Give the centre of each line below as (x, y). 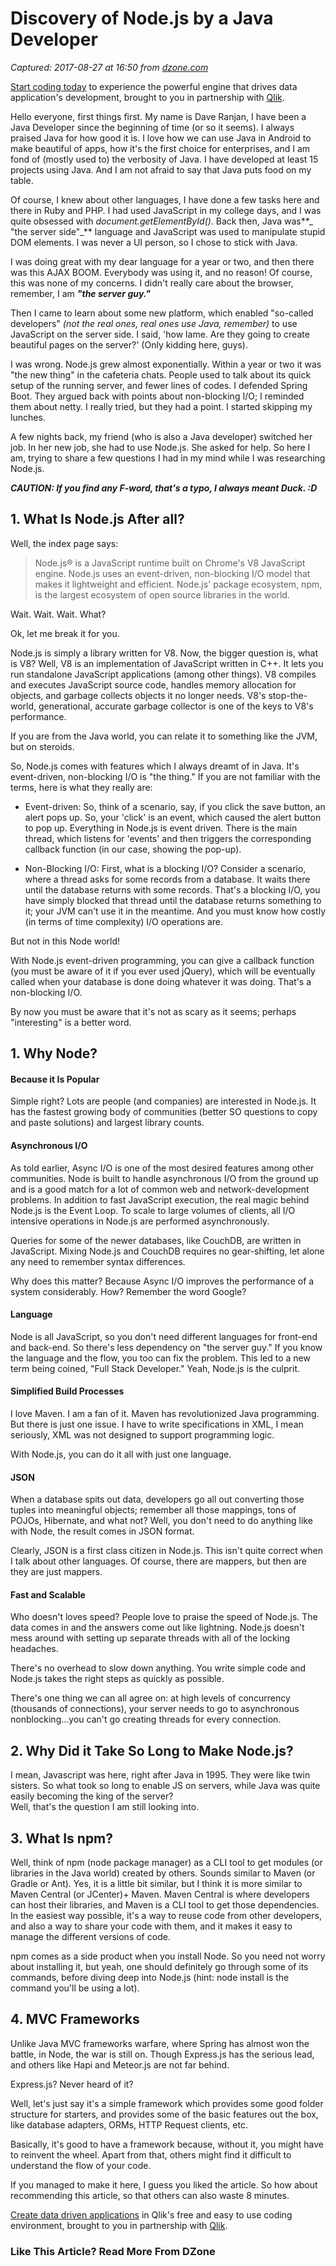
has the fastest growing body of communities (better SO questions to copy (164, 1112)
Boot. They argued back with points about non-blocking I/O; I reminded (157, 396)
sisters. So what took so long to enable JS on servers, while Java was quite (165, 1786)
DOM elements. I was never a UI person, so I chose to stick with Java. (154, 242)
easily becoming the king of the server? (92, 1796)
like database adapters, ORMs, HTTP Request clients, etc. (129, 2124)
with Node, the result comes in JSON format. (102, 1531)
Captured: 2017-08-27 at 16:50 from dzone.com (109, 67)
